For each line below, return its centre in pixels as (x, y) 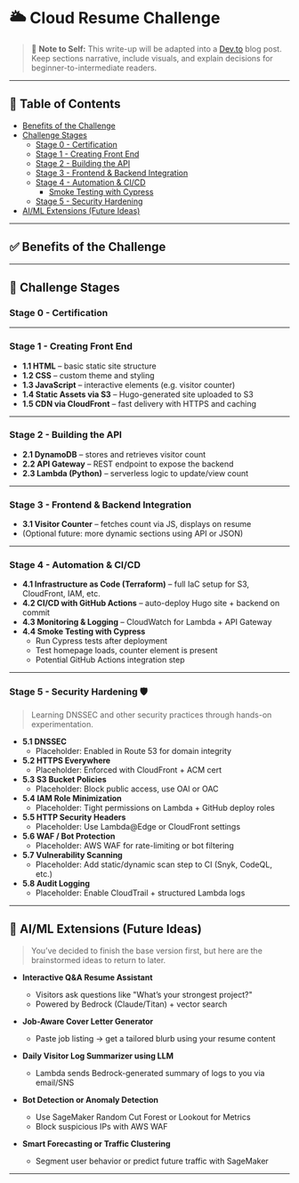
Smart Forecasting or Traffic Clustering (96, 1143)
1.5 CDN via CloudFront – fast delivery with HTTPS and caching (139, 403)
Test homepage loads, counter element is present (126, 651)
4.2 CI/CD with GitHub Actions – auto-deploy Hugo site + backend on (151, 604)
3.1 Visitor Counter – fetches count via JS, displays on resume (137, 524)
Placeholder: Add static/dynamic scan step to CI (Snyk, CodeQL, (154, 864)
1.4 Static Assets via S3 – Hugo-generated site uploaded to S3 (137, 394)
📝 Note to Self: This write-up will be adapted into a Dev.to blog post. (156, 49)
